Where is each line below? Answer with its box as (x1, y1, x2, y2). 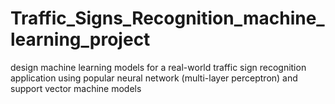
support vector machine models (10, 82, 142, 94)
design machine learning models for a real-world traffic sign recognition (10, 61, 307, 73)
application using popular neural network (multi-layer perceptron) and (10, 72, 298, 84)
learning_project (10, 28, 151, 51)
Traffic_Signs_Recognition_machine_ (10, 7, 325, 30)
